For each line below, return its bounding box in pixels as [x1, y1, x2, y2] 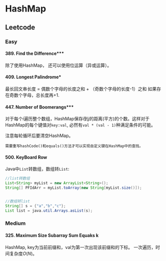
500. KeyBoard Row [5, 154, 47, 160]
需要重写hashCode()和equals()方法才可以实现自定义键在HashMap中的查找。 [5, 144, 143, 149]
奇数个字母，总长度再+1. [9, 92, 59, 98]
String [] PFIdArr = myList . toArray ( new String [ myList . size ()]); [5, 185, 142, 191]
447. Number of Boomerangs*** [5, 104, 74, 110]
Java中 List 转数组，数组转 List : [5, 166, 69, 172]
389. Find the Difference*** [5, 51, 64, 57]
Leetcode [5, 23, 35, 32]
